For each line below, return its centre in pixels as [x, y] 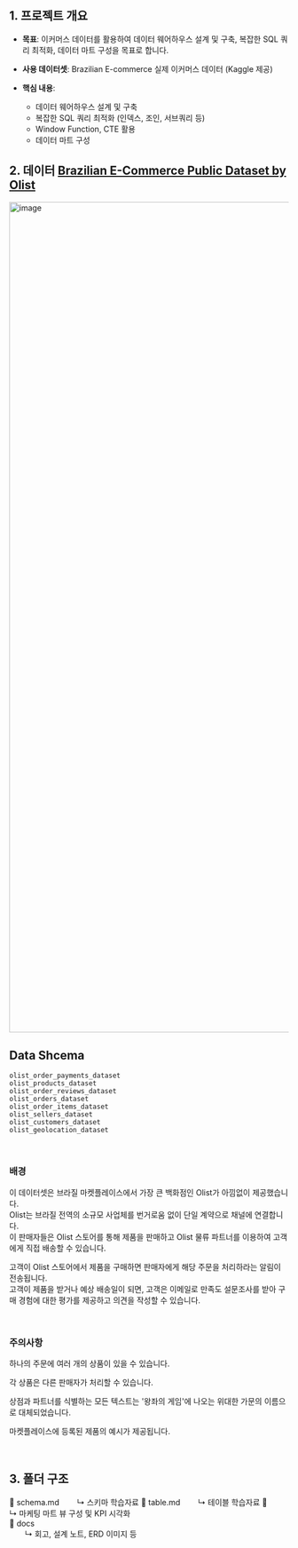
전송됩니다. [28, 1278]
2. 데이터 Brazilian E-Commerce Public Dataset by [148, 171]
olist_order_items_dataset [59, 1107]
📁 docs [22, 1523]
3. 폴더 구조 [39, 1479]
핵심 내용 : [39, 88]
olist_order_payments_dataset [65, 1076]
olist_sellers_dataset [51, 1115]
